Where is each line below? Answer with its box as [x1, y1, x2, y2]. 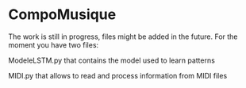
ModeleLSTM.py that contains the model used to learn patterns [8, 55, 216, 65]
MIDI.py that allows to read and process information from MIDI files [8, 71, 228, 80]
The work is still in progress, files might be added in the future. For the [8, 32, 238, 41]
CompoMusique [8, 6, 117, 24]
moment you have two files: [8, 40, 99, 49]
